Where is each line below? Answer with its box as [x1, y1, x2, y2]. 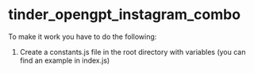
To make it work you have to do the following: [8, 32, 157, 41]
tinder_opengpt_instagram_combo [8, 6, 241, 24]
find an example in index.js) [19, 56, 110, 65]
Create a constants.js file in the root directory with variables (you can [19, 47, 246, 56]
